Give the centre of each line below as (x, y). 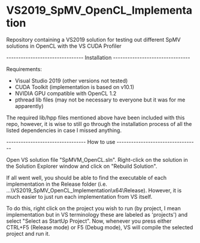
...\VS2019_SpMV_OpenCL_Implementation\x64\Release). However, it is (94, 190)
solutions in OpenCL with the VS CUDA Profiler (64, 46)
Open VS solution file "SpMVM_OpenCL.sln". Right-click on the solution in (97, 159)
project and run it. (28, 233)
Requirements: (24, 69)
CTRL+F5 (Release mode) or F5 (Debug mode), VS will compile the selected (100, 227)
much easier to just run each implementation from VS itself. (79, 196)
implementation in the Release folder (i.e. (57, 184)
